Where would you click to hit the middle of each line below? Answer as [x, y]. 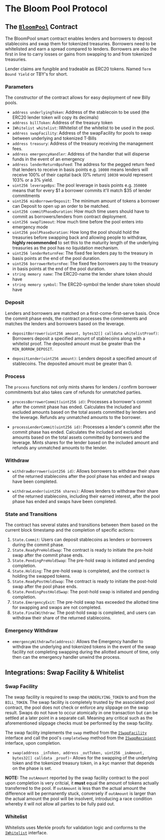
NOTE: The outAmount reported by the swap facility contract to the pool [77, 778]
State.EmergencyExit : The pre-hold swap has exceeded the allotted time [85, 602]
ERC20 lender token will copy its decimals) [55, 117]
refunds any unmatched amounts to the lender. [59, 448]
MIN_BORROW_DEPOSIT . [33, 349]
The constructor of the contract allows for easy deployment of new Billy [78, 98]
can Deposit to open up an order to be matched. [61, 206]
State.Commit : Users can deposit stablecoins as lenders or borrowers [82, 540]
